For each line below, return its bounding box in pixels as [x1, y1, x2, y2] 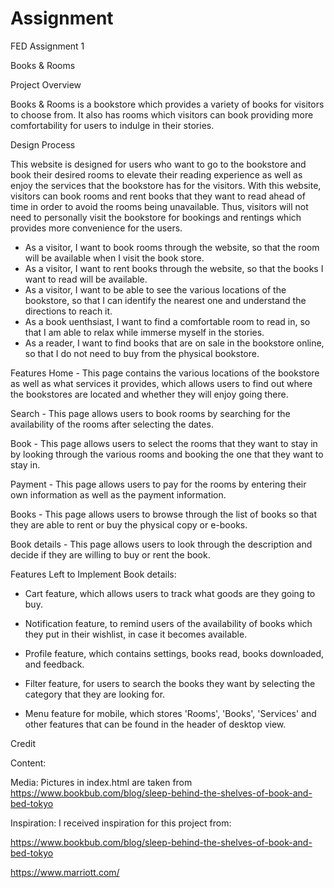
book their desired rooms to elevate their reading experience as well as [10, 168, 303, 181]
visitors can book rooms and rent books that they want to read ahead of [10, 190, 306, 202]
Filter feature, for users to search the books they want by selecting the [24, 677, 316, 689]
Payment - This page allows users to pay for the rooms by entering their [10, 478, 307, 490]
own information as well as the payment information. [10, 488, 227, 501]
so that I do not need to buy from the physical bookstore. [24, 347, 260, 359]
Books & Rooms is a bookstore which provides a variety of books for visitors [10, 98, 325, 110]
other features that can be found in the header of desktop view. [24, 718, 287, 730]
